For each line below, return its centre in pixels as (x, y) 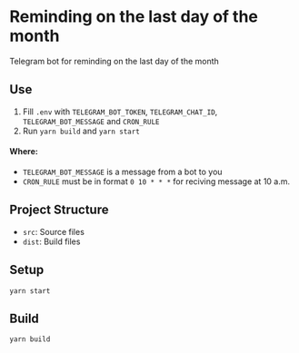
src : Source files (53, 231)
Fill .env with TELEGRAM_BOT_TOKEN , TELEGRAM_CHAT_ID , (120, 112)
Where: (24, 152)
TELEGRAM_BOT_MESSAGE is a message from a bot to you (122, 172)
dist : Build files (51, 241)
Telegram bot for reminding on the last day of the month (115, 61)
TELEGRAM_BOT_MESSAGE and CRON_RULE (91, 121)
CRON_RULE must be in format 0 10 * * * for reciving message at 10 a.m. (156, 181)
